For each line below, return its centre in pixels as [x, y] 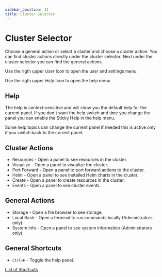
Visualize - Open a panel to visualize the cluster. [60, 165]
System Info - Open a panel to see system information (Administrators [82, 228]
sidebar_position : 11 [27, 9]
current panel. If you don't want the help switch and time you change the [78, 113]
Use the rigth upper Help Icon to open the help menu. [58, 81]
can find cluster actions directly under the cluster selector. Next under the [79, 57]
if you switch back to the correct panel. [44, 133]
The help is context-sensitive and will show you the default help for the [76, 108]
